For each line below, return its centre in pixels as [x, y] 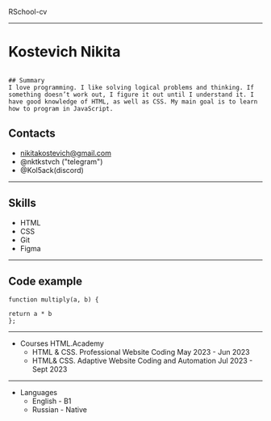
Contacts [32, 134]
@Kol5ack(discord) [52, 170]
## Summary [27, 80]
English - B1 [52, 401]
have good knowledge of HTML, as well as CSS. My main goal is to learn [133, 101]
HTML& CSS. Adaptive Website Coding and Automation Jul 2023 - [142, 361]
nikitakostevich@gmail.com [65, 153]
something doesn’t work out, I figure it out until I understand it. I [131, 95]
